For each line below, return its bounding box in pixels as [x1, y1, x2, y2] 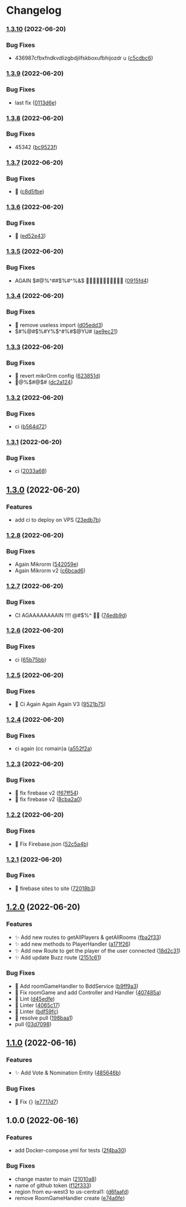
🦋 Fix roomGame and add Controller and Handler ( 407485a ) [14, 989, 162, 996]
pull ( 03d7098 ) [14, 1020, 52, 1027]
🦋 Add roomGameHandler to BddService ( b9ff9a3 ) [14, 983, 138, 990]
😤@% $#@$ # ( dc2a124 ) [14, 378, 73, 386]
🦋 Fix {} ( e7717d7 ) [14, 1098, 58, 1105]
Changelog [6, 4, 62, 17]
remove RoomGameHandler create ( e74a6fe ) [14, 1194, 125, 1202]
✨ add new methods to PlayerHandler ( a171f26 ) [14, 940, 131, 947]
